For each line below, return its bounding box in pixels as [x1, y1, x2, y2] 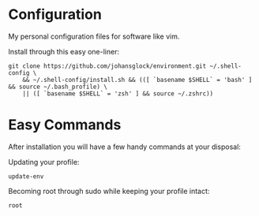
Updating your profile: [8, 157, 80, 166]
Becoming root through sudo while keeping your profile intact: [8, 186, 210, 196]
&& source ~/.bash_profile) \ [8, 83, 108, 91]
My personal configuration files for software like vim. [8, 32, 180, 41]
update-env [8, 172, 44, 181]
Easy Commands [8, 116, 122, 134]
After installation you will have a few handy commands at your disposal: [8, 142, 241, 151]
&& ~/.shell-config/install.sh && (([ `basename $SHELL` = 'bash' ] [22, 76, 253, 84]
